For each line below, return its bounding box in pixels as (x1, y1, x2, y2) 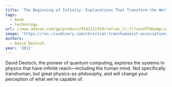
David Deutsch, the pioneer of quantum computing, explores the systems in (5, 59, 165, 66)
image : (5, 31, 19, 36)
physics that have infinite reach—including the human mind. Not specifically (5, 65, 166, 71)
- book (10, 17, 24, 22)
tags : (5, 12, 17, 17)
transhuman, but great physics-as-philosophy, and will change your (5, 70, 148, 77)
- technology (10, 21, 38, 27)
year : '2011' (5, 46, 33, 51)
